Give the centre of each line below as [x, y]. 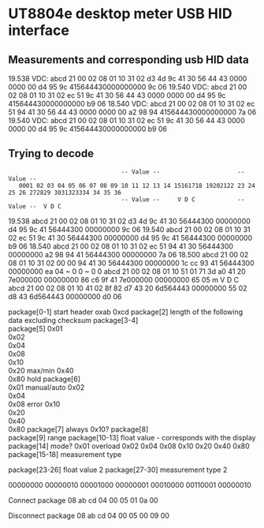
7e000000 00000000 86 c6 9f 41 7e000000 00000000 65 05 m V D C [123, 279]
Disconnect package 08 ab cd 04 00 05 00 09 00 [89, 515]
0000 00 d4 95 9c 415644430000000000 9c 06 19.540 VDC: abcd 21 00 [128, 87]
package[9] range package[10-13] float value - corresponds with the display [132, 437]
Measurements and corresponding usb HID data [129, 60]
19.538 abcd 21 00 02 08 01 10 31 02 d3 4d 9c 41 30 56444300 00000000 [129, 221]
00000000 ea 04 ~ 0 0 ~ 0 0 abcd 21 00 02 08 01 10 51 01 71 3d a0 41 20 [127, 271]
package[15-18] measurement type [65, 454]
